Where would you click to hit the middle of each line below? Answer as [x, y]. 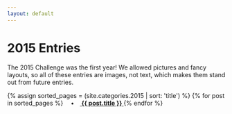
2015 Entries [44, 48]
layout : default [30, 14]
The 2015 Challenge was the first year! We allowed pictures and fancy [107, 67]
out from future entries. [41, 82]
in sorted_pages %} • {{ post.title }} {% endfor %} [85, 103]
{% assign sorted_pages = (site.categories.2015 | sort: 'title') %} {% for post [116, 95]
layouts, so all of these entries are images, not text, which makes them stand [116, 74]
